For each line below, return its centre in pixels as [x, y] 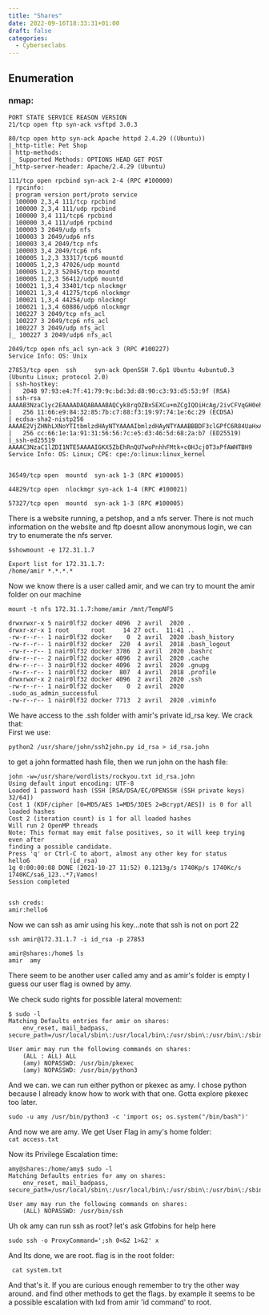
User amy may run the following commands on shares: [98, 1204]
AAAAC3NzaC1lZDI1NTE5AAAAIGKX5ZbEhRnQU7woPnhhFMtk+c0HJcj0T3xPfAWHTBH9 [130, 447]
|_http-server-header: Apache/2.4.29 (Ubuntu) [87, 166]
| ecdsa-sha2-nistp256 [46, 419]
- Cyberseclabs [41, 46]
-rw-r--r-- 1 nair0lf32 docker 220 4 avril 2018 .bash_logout [119, 644]
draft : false [30, 30]
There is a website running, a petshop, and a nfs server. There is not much [131, 518]
